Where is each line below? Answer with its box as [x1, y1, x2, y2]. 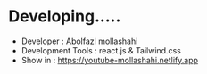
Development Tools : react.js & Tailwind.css [21, 45, 182, 55]
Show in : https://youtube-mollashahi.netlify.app [21, 54, 198, 65]
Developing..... [8, 6, 121, 27]
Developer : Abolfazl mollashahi [21, 36, 138, 46]
